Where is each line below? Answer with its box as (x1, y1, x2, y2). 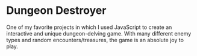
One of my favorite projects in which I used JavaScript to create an (6, 23, 172, 31)
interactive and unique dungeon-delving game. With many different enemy (6, 30, 192, 37)
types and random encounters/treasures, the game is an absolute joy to (6, 36, 184, 43)
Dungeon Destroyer (6, 4, 107, 17)
